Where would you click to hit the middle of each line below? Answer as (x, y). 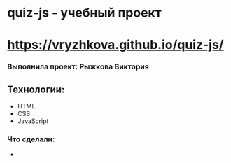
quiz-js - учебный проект (85, 13)
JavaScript (33, 121)
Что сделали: (31, 139)
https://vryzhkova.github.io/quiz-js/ (115, 45)
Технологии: (36, 89)
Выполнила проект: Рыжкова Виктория (78, 66)
